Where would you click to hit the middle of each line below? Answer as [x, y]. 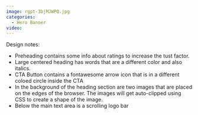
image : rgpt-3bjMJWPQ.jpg [38, 11]
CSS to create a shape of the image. [59, 100]
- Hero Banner [29, 22]
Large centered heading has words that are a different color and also [98, 62]
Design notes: [23, 45]
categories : [21, 17]
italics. [22, 69]
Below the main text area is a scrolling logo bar [72, 106]
